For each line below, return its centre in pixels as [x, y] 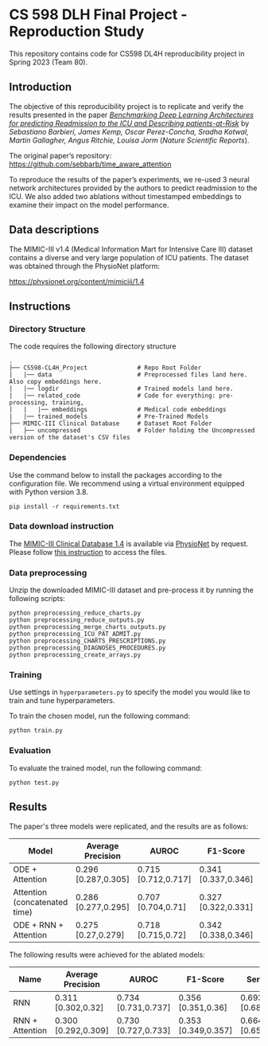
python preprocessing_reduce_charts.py [75, 613]
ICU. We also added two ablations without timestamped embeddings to [125, 196]
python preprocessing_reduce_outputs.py [77, 620]
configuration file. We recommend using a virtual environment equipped [127, 483]
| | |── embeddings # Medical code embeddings [118, 410]
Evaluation [30, 751]
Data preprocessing [48, 572]
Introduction [41, 87]
